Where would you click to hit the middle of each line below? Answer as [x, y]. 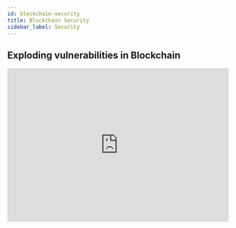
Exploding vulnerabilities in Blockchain [94, 55]
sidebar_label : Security [44, 27]
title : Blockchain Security [48, 20]
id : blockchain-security [44, 14]
